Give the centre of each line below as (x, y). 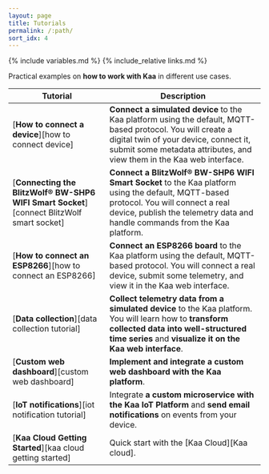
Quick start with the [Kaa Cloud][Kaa (179, 443)
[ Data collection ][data (55, 319)
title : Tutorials (37, 23)
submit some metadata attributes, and (181, 150)
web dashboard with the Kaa (165, 372)
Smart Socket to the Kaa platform (173, 183)
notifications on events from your (173, 415)
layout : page (30, 16)
